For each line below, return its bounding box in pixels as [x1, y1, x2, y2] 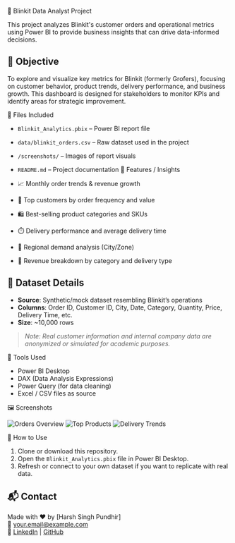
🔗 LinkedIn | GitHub [7, 527, 64, 536]
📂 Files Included [7, 110, 54, 119]
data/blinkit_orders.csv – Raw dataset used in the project [17, 138, 189, 146]
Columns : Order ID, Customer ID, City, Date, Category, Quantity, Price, [17, 303, 222, 312]
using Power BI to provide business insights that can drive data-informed [7, 28, 219, 36]
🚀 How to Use [7, 433, 47, 441]
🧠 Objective [7, 56, 59, 68]
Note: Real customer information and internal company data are [24, 331, 212, 340]
